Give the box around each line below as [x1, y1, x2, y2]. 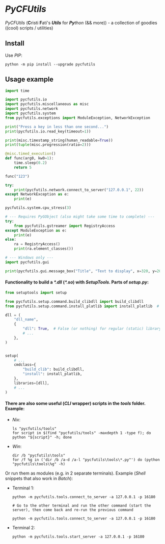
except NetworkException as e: [5, 192, 69, 197]
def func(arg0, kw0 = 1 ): [5, 156, 54, 161]
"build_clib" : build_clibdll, [23, 367, 84, 372]
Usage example [5, 75, 54, 84]
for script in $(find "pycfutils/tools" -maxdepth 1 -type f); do [12, 430, 151, 435]
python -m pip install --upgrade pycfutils [5, 62, 96, 67]
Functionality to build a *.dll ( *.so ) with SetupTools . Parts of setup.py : [5, 279, 149, 285]
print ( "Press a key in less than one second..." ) [5, 124, 109, 129]
